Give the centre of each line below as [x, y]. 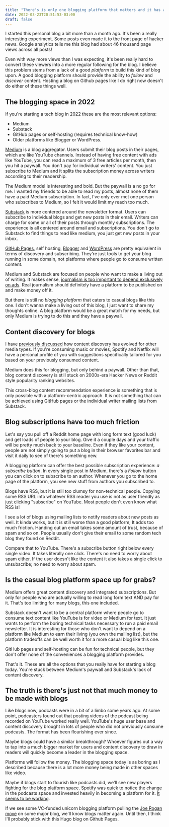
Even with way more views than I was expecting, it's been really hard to [79, 59]
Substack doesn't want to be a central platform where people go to [75, 613]
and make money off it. [29, 290]
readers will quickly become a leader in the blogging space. [67, 753]
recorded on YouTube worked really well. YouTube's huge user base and [80, 721]
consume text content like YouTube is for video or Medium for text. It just [80, 618]
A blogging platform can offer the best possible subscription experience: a [82, 465]
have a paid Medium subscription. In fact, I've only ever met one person [80, 197]
